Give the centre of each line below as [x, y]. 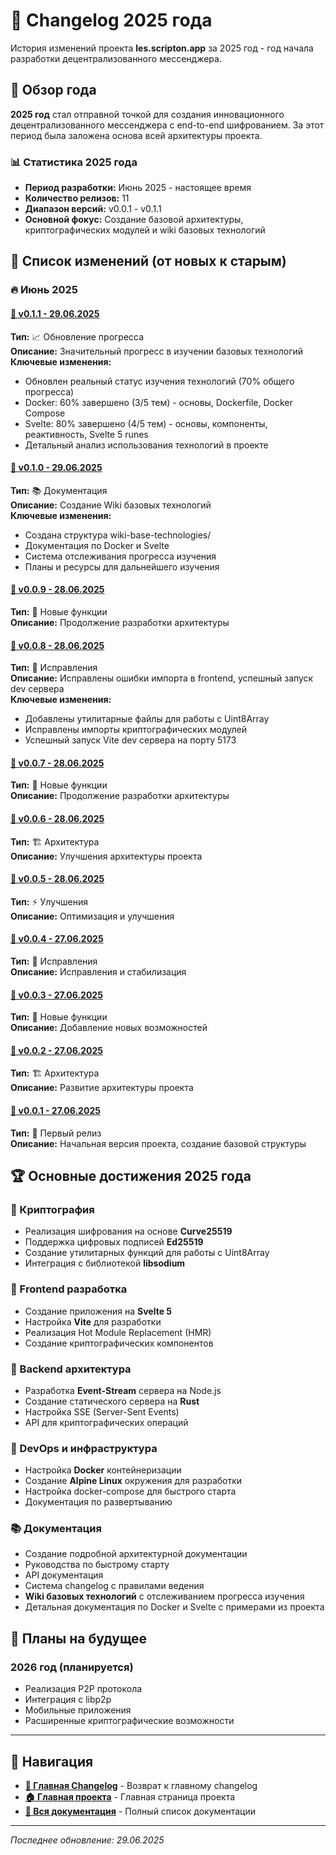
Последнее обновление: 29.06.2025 [87, 1840]
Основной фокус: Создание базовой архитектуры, [134, 220]
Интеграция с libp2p [68, 1700]
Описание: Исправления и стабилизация [98, 971]
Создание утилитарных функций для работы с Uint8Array [147, 1253]
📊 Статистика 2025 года [74, 162]
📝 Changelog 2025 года [111, 20]
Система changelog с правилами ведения [114, 1586]
